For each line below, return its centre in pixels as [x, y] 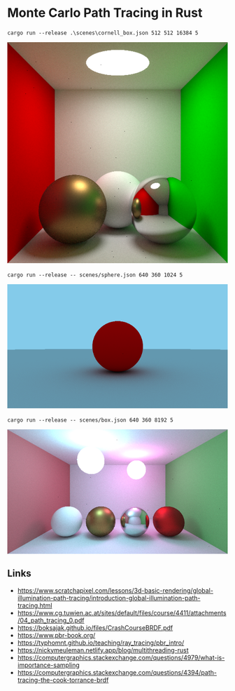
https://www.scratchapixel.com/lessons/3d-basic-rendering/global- [115, 590]
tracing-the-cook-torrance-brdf [63, 680]
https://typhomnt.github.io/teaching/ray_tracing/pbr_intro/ [101, 643]
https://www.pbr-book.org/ [56, 635]
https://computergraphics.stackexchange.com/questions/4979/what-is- [121, 657]
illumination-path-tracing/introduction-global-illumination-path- [109, 598]
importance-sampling [49, 665]
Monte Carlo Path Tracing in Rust [105, 13]
